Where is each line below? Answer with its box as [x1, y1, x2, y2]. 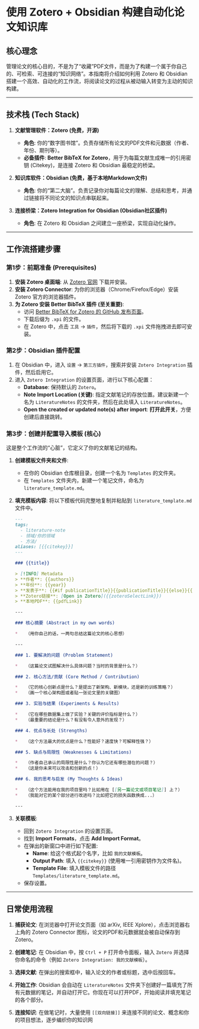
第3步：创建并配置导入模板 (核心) [6, 429, 101, 438]
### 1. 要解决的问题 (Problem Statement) [14, 652, 114, 658]
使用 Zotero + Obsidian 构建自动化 [6, 5, 175, 19]
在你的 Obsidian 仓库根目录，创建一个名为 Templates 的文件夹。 [23, 469, 179, 476]
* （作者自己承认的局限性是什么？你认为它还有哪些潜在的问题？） [14, 760, 158, 766]
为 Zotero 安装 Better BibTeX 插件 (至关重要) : [14, 300, 124, 308]
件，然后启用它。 [14, 368, 57, 375]
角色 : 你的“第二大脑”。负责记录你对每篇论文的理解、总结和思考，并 [23, 187, 187, 194]
